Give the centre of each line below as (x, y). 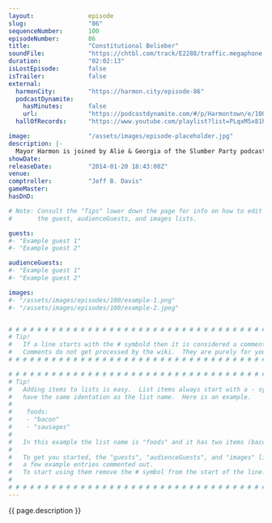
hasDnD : (21, 196)
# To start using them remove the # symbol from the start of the (126, 472)
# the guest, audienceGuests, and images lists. (103, 219)
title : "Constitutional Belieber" (94, 46)
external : (25, 84)
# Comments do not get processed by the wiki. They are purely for (130, 352)
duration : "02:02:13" (67, 62)
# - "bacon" (34, 420)
